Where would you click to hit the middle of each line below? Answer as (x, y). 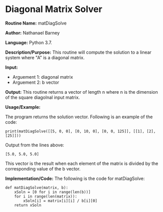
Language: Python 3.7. (29, 42)
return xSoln (28, 205)
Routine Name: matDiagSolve (36, 23)
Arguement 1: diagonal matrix (43, 77)
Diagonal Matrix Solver (54, 9)
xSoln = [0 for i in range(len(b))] (53, 192)
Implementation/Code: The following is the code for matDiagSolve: (75, 178)
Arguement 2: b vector (36, 82)
